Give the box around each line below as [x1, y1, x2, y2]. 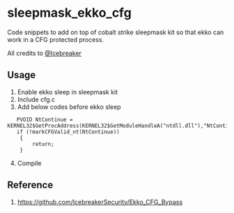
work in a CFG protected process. [7, 35, 104, 43]
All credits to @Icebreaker [7, 49, 82, 57]
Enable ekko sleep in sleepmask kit [17, 87, 118, 96]
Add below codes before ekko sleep [17, 103, 121, 111]
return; [32, 140, 54, 147]
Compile [17, 159, 42, 167]
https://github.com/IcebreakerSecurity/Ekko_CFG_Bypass [17, 198, 183, 206]
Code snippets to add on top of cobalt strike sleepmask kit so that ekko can [7, 28, 224, 36]
